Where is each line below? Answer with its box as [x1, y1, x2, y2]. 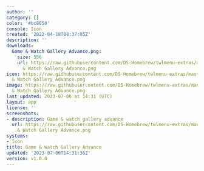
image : [6, 82, 23, 89]
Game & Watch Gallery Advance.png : [12, 49, 102, 55]
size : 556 [17, 54, 42, 60]
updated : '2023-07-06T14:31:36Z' [6, 150, 91, 156]
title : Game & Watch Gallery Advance [6, 144, 102, 150]
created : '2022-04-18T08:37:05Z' [6, 32, 91, 38]
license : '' [6, 104, 36, 111]
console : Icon [6, 25, 42, 32]
